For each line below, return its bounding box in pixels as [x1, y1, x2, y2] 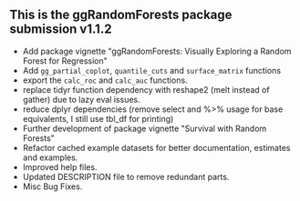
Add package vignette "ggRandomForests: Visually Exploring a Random [22, 45, 292, 56]
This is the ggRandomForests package [9, 7, 233, 23]
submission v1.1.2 [9, 22, 112, 37]
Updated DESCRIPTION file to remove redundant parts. [22, 171, 230, 182]
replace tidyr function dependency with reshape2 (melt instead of [22, 84, 271, 95]
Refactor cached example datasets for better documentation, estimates [22, 142, 291, 153]
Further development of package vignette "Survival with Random [22, 123, 267, 134]
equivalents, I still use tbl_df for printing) [22, 113, 174, 124]
